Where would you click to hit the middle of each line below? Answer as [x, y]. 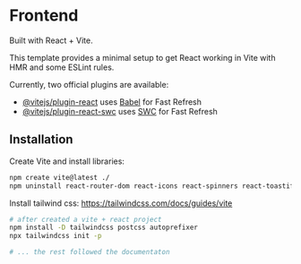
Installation [41, 140]
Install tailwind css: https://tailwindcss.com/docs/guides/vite [121, 203]
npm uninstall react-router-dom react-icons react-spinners [124, 186]
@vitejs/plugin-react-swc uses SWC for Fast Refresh [120, 111]
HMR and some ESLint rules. [62, 67]
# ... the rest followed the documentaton [90, 252]
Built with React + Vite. [51, 40]
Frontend [44, 16]
